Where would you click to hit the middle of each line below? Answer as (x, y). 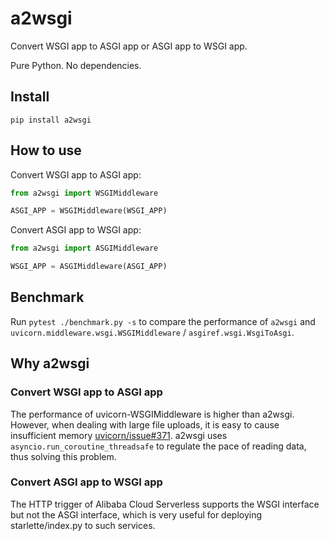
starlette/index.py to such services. (83, 525)
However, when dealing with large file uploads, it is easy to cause (145, 424)
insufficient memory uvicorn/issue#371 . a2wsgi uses (119, 435)
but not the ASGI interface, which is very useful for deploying (136, 514)
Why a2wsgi (50, 363)
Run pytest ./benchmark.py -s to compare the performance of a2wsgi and (163, 321)
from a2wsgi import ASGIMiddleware (84, 248)
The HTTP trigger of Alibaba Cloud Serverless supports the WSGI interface (165, 504)
